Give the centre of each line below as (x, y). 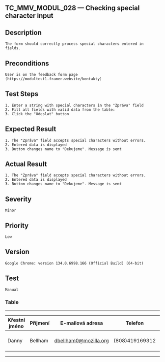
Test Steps (22, 94)
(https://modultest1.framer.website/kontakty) (54, 79)
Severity (18, 199)
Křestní (16, 320)
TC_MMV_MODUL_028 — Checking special (72, 8)
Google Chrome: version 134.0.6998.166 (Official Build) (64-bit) (74, 263)
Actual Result (26, 164)
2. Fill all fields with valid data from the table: (60, 110)
